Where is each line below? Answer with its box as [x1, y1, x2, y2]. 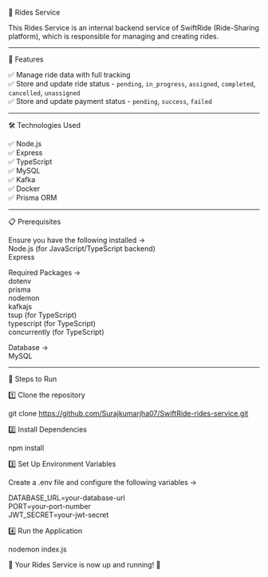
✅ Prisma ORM [8, 193, 57, 202]
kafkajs [8, 302, 33, 311]
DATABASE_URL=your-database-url [8, 493, 125, 503]
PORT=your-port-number [8, 502, 92, 511]
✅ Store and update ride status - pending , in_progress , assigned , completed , [8, 79, 256, 88]
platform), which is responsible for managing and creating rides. [8, 32, 219, 41]
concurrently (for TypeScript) [8, 328, 105, 336]
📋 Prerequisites [8, 217, 61, 226]
